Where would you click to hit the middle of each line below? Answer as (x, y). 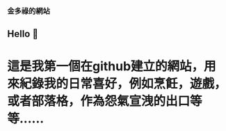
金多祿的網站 (29, 10)
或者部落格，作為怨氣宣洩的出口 (99, 101)
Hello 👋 (23, 34)
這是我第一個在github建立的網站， (106, 66)
